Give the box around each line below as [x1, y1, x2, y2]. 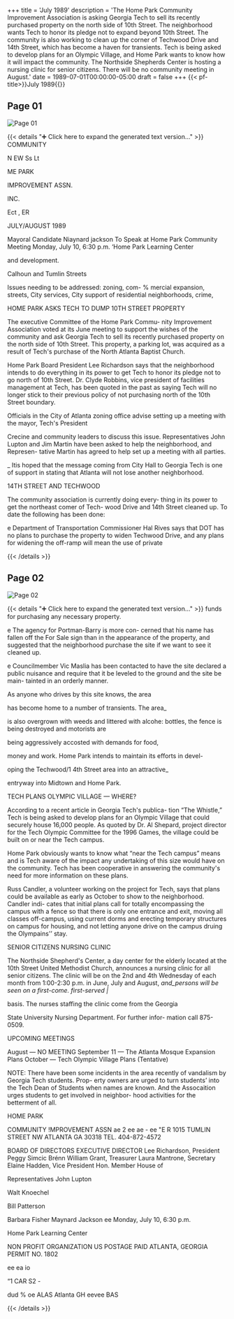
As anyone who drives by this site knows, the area [7, 690, 152, 698]
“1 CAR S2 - [7, 1276, 41, 1285]
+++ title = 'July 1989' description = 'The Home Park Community [7, 6, 193, 14]
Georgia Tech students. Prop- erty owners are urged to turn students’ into [7, 1076, 220, 1084]
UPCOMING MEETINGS [7, 1034, 75, 1042]
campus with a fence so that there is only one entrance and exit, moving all [7, 907, 224, 915]
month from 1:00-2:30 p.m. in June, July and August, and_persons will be [7, 978, 219, 987]
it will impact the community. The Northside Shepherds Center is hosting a [7, 58, 221, 66]
